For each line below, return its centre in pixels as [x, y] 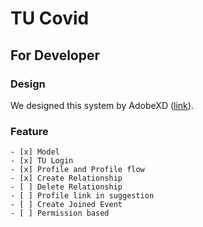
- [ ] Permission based [60, 213]
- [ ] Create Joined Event [66, 205]
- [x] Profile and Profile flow [77, 170]
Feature [29, 131]
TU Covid [50, 18]
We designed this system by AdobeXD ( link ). [102, 105]
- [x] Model [35, 152]
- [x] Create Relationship [66, 178]
